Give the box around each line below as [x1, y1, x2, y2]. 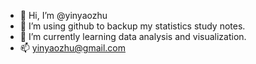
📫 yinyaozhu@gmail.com [19, 42, 126, 54]
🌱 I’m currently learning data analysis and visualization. [19, 31, 247, 42]
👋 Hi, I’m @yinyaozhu [19, 10, 108, 21]
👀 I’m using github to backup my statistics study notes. [19, 20, 246, 32]
